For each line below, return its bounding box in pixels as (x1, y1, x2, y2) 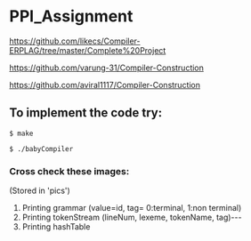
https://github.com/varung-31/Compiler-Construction (9, 62, 205, 73)
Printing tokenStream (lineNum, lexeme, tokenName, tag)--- (21, 212, 242, 223)
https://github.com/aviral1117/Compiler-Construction (9, 79, 201, 90)
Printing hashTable (21, 221, 91, 232)
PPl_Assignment (9, 6, 134, 27)
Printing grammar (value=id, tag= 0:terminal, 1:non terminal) (21, 203, 242, 213)
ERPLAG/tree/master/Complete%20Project (9, 44, 166, 55)
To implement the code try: (9, 105, 163, 121)
